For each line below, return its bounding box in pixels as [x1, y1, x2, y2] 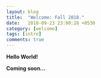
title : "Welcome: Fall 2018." [6, 14, 85, 20]
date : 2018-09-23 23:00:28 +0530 [6, 20, 96, 26]
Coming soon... [6, 65, 46, 72]
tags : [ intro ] [6, 31, 42, 37]
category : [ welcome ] [6, 25, 58, 32]
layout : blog [6, 8, 39, 15]
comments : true [6, 37, 44, 43]
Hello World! [6, 53, 38, 60]
